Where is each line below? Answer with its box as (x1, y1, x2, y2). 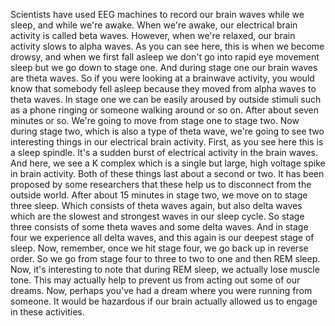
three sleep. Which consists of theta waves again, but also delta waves (10, 200, 303, 211)
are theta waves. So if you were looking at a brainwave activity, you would (10, 72, 315, 84)
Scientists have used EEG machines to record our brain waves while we (10, 9, 305, 20)
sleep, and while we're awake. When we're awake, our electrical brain (10, 19, 298, 31)
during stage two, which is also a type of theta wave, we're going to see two (10, 125, 325, 137)
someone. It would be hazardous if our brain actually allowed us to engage (10, 295, 318, 307)
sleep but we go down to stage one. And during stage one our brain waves (10, 62, 318, 73)
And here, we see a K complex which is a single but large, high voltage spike (10, 157, 326, 169)
